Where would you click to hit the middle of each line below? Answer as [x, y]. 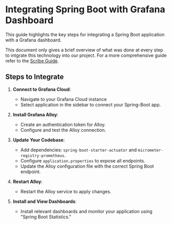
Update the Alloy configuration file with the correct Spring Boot [87, 166]
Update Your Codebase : [39, 140]
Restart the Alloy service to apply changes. [66, 191]
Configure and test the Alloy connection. [63, 130]
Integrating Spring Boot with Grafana [85, 9]
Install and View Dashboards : [45, 201]
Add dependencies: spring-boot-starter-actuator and [79, 150]
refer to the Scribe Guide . [32, 60]
